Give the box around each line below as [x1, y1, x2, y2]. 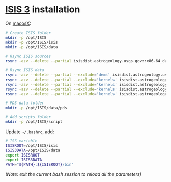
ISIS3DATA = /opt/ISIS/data [5, 148, 60, 153]
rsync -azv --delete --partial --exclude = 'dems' [5, 72, 110, 77]
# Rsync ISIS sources [5, 54, 51, 59]
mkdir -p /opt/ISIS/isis [5, 40, 58, 45]
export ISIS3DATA [5, 157, 42, 163]
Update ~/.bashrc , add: [5, 128, 54, 135]
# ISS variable [5, 138, 38, 143]
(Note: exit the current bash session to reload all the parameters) [5, 171, 141, 177]
